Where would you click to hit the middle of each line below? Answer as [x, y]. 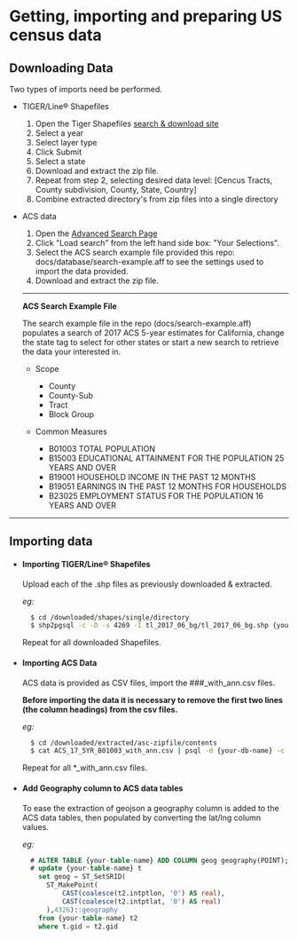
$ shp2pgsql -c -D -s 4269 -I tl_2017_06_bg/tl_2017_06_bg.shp [149, 626]
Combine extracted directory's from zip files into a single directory [157, 199]
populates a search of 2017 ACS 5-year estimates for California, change [153, 333]
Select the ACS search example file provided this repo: [135, 252]
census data [55, 35]
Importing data [51, 542]
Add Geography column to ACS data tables [102, 788]
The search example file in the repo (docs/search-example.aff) [137, 323]
